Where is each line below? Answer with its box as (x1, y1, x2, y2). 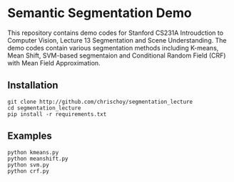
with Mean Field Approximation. (7, 58, 101, 67)
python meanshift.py (7, 155, 69, 162)
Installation (7, 80, 58, 92)
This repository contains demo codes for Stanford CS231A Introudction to (7, 28, 223, 37)
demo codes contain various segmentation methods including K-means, (7, 43, 219, 52)
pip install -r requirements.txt (7, 110, 107, 118)
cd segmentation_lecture (7, 105, 81, 112)
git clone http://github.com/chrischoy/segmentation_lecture (7, 98, 193, 105)
